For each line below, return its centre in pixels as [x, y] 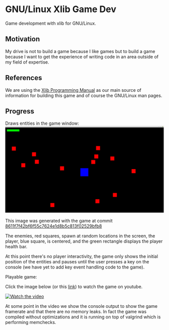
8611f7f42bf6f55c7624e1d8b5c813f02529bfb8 [54, 226]
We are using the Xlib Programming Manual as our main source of [73, 90]
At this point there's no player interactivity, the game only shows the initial [82, 256]
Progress [20, 111]
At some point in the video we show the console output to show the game [81, 306]
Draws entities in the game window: [42, 123]
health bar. [16, 246]
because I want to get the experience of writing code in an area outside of [82, 57]
